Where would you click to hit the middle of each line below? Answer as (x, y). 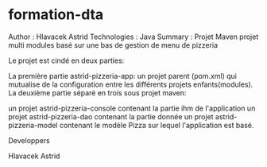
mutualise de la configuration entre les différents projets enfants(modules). (131, 84)
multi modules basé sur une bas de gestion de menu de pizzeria (113, 45)
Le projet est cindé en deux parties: (66, 60)
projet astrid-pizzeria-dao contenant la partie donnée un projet (111, 116)
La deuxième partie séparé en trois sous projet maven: (97, 92)
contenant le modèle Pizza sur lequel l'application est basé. (157, 125)
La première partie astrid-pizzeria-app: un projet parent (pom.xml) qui (122, 76)
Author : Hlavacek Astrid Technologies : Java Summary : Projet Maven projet (133, 37)
